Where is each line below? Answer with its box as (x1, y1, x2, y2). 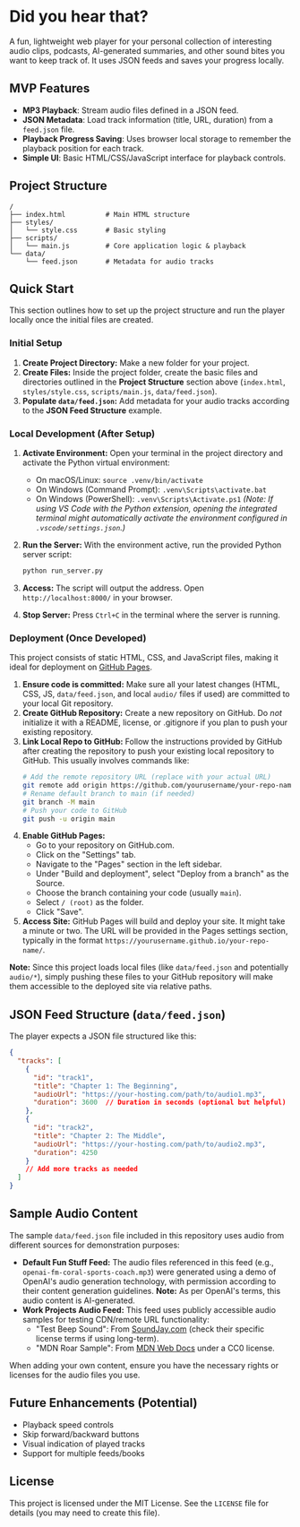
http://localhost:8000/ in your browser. (21, 591, 173, 602)
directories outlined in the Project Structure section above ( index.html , (21, 376, 287, 387)
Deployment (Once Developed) (9, 632, 147, 644)
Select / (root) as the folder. (35, 897, 144, 908)
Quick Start (9, 280, 74, 297)
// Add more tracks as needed (25, 1165, 139, 1174)
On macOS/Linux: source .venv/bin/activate (35, 474, 203, 485)
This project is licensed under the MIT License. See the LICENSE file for (9, 1497, 269, 1508)
